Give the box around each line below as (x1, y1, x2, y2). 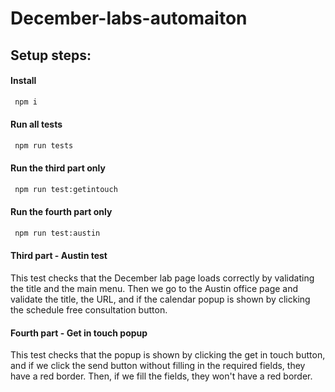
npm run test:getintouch (14, 184, 118, 194)
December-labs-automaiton (10, 7, 248, 30)
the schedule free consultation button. (10, 304, 168, 316)
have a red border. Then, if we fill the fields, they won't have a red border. (10, 370, 313, 382)
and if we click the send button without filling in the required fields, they (10, 360, 306, 372)
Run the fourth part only (10, 206, 113, 218)
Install (10, 75, 37, 87)
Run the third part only (10, 162, 106, 174)
